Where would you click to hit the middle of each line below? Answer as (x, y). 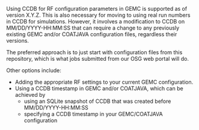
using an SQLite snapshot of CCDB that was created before (97, 101)
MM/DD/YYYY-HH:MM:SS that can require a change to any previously (93, 28)
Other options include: (34, 70)
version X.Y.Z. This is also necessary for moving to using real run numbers (98, 15)
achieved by (30, 95)
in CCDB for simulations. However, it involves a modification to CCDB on (96, 21)
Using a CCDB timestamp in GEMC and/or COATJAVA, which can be (99, 88)
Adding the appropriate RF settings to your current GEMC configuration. (104, 82)
